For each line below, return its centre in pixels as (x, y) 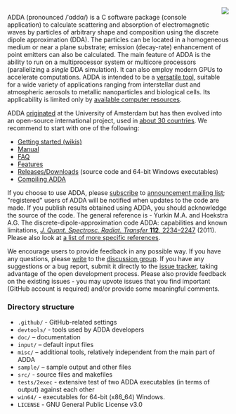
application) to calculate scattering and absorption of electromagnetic (108, 25)
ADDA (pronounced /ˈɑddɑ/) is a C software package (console (97, 17)
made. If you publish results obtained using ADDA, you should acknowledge (117, 208)
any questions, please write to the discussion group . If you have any (106, 259)
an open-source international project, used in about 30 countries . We (107, 120)
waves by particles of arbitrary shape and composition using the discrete (113, 32)
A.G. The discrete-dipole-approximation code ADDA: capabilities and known (117, 222)
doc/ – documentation (49, 337)
